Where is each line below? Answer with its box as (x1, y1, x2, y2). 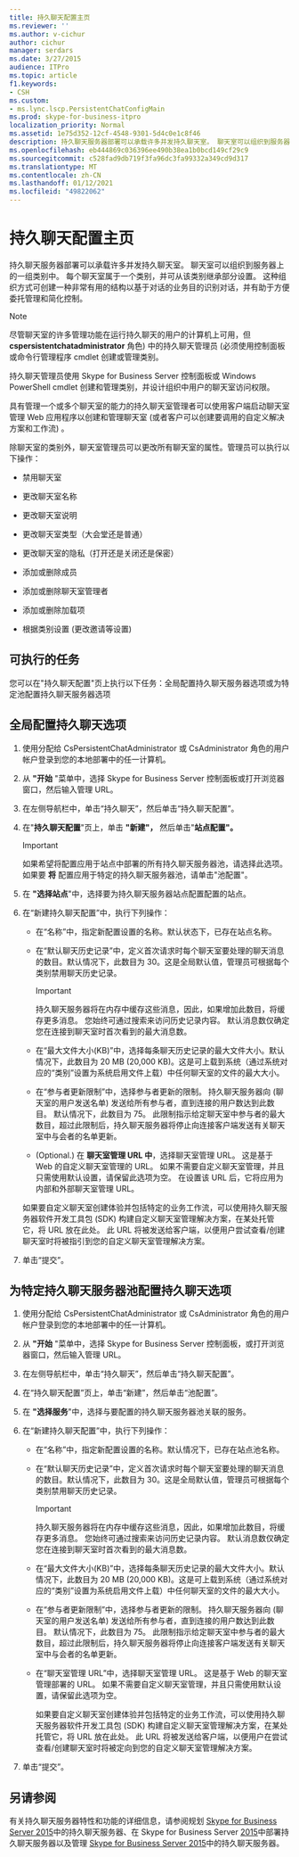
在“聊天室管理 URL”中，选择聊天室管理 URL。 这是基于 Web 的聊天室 (35, 1668, 287, 1679)
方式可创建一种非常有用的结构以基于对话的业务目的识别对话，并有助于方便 (16, 282, 290, 293)
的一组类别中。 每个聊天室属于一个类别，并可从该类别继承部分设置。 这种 (9, 270, 279, 281)
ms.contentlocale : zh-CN (9, 170, 101, 179)
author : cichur (9, 37, 66, 47)
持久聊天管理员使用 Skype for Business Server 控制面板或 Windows (9, 370, 256, 381)
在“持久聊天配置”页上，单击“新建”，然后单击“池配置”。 (21, 1388, 222, 1399)
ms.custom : (9, 95, 50, 105)
